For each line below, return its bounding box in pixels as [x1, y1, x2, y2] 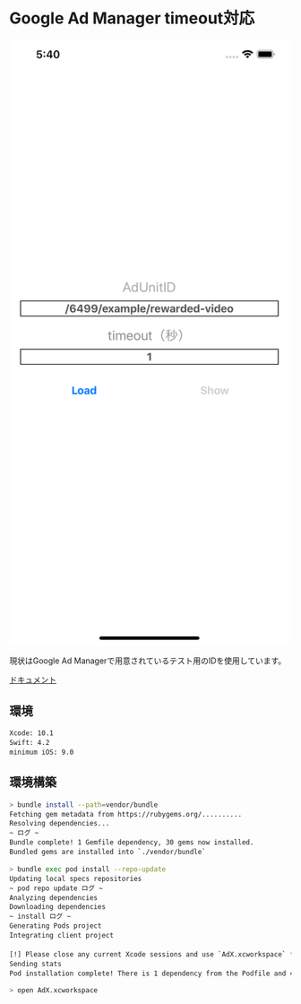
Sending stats [9, 959, 63, 968]
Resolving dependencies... [9, 819, 110, 828]
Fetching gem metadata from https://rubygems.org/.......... [9, 809, 243, 818]
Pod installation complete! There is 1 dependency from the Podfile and [9, 969, 287, 978]
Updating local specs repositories [9, 874, 142, 883]
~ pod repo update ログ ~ [9, 884, 103, 893]
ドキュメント [9, 674, 56, 686]
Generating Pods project [9, 922, 102, 930]
